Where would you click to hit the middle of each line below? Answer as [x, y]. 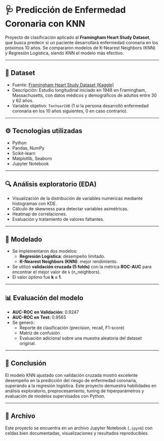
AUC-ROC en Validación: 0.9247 [45, 312]
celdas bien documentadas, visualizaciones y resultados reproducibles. [77, 433]
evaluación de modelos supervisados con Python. [55, 396]
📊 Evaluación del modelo [44, 298]
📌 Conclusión [26, 363]
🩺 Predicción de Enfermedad [65, 10]
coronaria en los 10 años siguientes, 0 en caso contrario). [70, 111]
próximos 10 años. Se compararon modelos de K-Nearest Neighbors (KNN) [80, 48]
